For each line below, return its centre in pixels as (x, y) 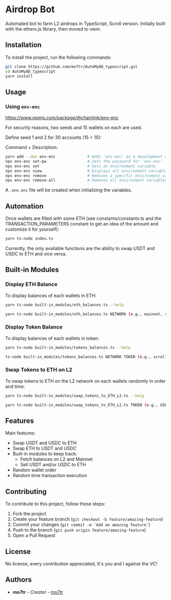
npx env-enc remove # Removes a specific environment (83, 176)
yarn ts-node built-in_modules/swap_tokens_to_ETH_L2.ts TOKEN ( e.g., (82, 405)
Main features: (20, 433)
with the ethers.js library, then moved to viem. (53, 29)
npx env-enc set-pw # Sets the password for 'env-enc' (84, 161)
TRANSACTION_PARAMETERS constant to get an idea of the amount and (82, 224)
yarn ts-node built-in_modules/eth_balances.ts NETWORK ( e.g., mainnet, (84, 314)
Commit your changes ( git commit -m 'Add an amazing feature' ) (81, 524)
